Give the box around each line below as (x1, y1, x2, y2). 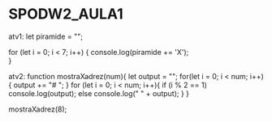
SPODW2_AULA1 (8, 5, 123, 23)
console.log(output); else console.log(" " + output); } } (8, 88, 189, 98)
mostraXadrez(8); (8, 104, 67, 114)
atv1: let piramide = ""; (8, 32, 84, 41)
